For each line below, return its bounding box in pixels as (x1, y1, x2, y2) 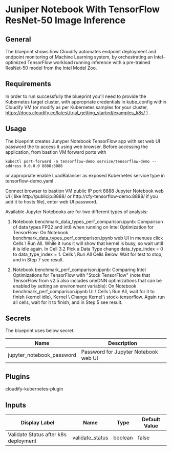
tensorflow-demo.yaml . (5, 178, 56, 184)
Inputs (5, 401, 27, 409)
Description (108, 340, 137, 347)
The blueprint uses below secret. (5, 327, 75, 334)
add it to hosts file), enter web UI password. (5, 198, 98, 204)
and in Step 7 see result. (12, 256, 64, 262)
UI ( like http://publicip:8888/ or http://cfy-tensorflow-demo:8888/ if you (5, 193, 158, 199)
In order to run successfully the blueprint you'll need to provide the (5, 93, 146, 99)
